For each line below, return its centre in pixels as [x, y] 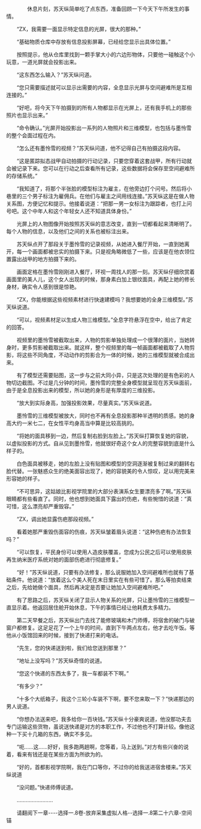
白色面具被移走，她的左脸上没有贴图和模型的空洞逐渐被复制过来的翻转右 [106, 464]
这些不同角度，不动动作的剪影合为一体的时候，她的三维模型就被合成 [106, 355]
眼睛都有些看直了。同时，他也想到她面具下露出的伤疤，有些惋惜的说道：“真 [99, 499]
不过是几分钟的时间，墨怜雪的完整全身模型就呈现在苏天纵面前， [116, 383]
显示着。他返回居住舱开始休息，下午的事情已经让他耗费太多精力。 [92, 608]
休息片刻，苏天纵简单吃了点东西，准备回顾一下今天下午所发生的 [105, 9]
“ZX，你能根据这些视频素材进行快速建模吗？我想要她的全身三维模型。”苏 [105, 299]
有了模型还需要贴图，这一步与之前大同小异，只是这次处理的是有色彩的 [103, 375]
